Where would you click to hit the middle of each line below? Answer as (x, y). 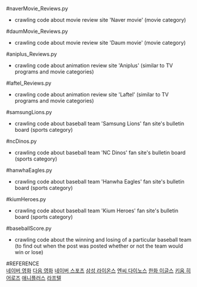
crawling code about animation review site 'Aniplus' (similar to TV (94, 65)
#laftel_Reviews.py (29, 83)
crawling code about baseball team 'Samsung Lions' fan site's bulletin (99, 124)
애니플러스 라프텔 (41, 278)
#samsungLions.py (29, 112)
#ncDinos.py (21, 141)
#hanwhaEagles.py (29, 170)
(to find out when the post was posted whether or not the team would (99, 246)
